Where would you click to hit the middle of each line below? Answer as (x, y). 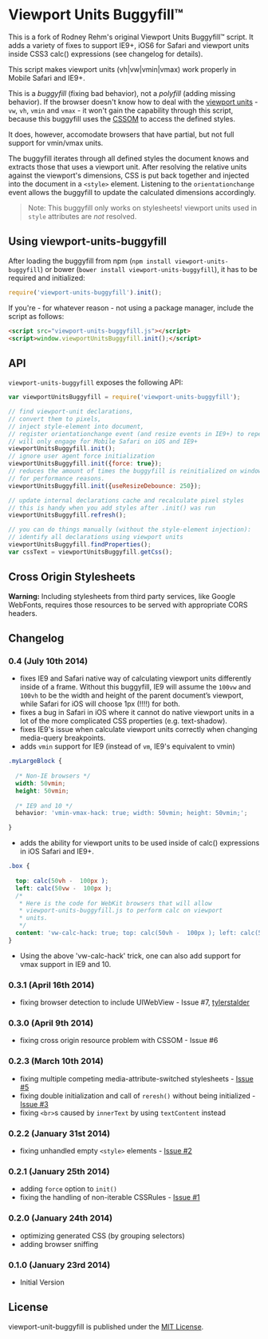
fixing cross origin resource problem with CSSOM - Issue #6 (119, 1041)
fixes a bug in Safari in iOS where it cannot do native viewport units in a (137, 713)
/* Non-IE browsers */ (53, 776)
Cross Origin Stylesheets (72, 577)
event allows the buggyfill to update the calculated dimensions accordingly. (132, 192)
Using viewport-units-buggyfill (88, 242)
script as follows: (36, 316)
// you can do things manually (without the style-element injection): (130, 530)
